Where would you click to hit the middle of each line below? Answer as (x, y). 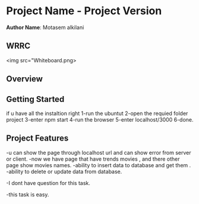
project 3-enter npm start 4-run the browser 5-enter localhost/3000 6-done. (100, 119)
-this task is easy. (28, 195)
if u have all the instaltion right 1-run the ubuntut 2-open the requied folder (97, 113)
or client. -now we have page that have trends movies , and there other (93, 159)
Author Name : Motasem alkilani (45, 27)
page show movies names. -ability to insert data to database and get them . (99, 165)
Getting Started (35, 99)
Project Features (37, 138)
